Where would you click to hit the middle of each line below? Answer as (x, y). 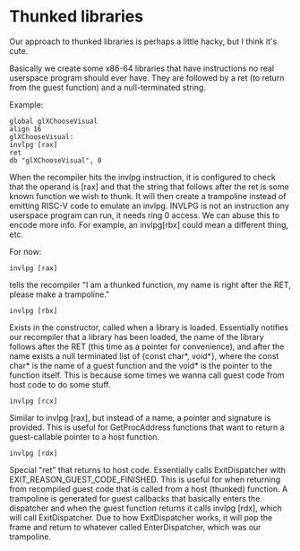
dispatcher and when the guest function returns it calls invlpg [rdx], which (146, 508)
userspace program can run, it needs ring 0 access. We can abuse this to (145, 215)
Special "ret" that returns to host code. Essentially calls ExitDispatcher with (148, 469)
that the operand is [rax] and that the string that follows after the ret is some (149, 187)
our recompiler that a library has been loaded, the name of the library (137, 337)
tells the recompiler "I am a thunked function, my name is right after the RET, (150, 284)
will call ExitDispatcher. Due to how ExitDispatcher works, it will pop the (141, 517)
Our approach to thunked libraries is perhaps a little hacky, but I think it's (143, 41)
